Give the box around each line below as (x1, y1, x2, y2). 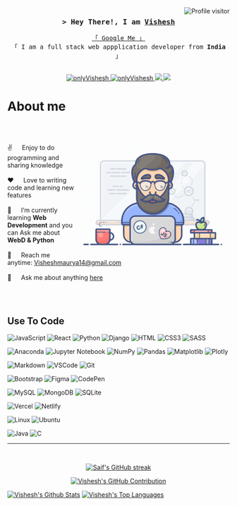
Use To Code (7, 315, 65, 327)
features (7, 191, 32, 199)
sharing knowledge (7, 161, 63, 170)
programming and (7, 154, 60, 162)
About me (7, 99, 66, 115)
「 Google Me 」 (91, 35, 146, 42)
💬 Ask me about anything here (7, 273, 104, 282)
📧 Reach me (7, 251, 51, 259)
